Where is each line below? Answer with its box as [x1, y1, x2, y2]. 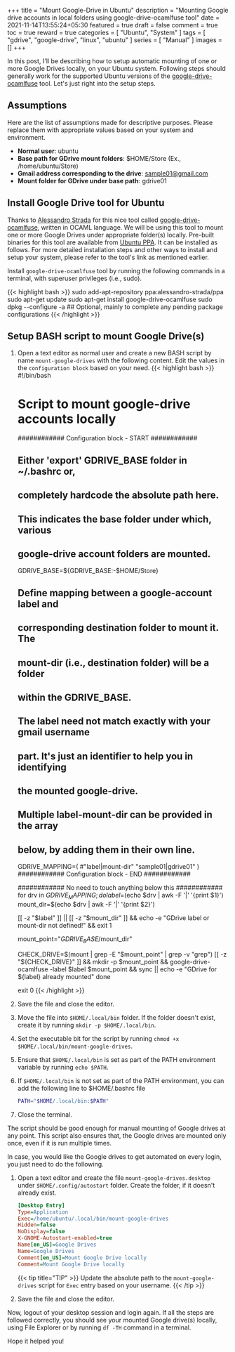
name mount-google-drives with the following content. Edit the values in [17, 356, 225, 365]
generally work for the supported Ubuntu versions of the [7, 72, 170, 80]
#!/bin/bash [17, 372, 51, 380]
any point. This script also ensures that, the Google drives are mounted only [7, 1131, 227, 1140]
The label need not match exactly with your [17, 716, 210, 728]
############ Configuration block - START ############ [17, 434, 198, 442]
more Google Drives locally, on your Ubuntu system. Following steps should [7, 65, 226, 72]
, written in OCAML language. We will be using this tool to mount [37, 223, 224, 231]
